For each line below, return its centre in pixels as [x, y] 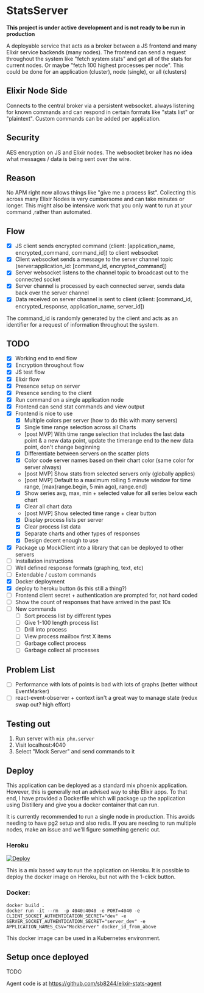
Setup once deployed [48, 957]
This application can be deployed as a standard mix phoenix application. [97, 785]
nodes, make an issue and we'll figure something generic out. [83, 829]
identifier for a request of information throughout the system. [83, 324]
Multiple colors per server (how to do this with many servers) [101, 420]
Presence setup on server [47, 386]
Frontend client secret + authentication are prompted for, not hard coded [106, 595]
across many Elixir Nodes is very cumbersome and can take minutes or [95, 199]
